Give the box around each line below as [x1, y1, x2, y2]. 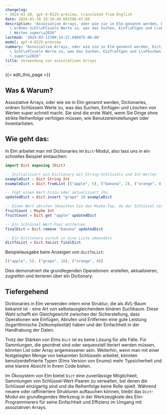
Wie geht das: [5, 135, 49, 143]
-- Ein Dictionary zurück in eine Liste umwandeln [5, 236, 112, 241]
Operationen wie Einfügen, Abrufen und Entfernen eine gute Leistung [5, 316, 147, 322]
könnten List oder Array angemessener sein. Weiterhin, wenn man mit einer [5, 347, 160, 353]
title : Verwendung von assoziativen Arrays [5, 58, 97, 63]
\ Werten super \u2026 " [9, 30, 57, 35]
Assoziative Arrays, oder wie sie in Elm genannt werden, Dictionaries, [5, 99, 148, 105]
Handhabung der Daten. [5, 327, 55, 333]
